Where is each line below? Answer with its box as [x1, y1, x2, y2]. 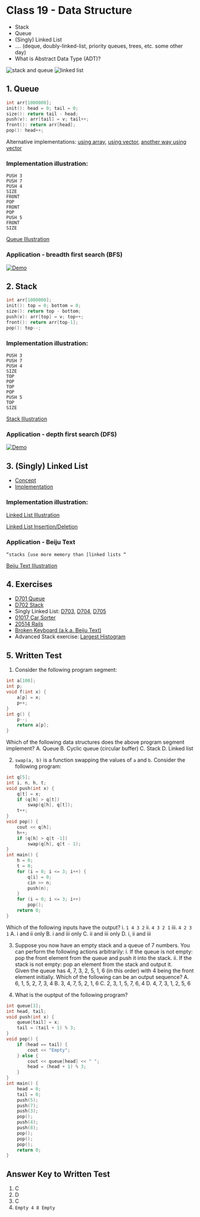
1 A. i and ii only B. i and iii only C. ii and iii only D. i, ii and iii [6, 930, 151, 937]
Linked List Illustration [6, 511, 60, 519]
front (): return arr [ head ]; [6, 122, 76, 128]
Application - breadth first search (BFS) [6, 251, 123, 259]
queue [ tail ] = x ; [17, 1020, 60, 1026]
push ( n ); [27, 885, 49, 891]
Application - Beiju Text [6, 538, 76, 546]
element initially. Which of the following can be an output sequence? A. [14, 973, 189, 980]
